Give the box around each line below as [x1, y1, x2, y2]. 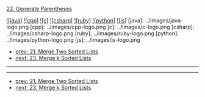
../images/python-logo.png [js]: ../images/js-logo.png [6, 36, 140, 43]
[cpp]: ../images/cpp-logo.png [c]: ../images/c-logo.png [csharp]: [30, 24, 195, 30]
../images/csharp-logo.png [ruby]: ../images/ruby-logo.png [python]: [6, 30, 179, 37]
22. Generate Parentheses [6, 5, 72, 12]
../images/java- [145, 17, 184, 24]
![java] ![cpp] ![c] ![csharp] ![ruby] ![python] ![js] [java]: [6, 17, 145, 24]
